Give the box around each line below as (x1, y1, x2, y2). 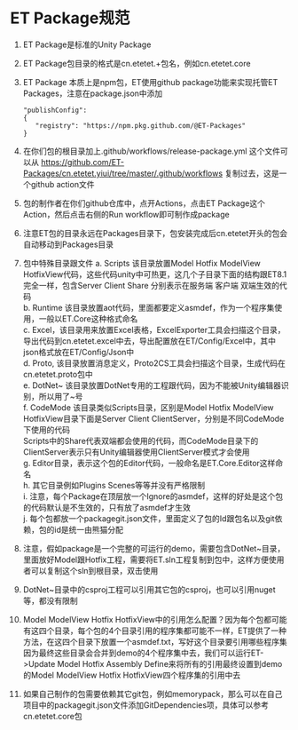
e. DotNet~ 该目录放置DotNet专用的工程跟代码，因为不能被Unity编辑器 (22, 379, 282, 391)
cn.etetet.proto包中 (22, 369, 93, 379)
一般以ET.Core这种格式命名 (38, 313, 138, 324)
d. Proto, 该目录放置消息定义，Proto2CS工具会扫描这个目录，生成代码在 (22, 357, 286, 369)
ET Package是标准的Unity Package (22, 39, 152, 50)
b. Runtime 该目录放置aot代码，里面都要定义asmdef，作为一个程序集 (22, 302, 275, 313)
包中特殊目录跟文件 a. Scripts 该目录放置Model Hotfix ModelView (22, 258, 261, 268)
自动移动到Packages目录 (22, 239, 114, 250)
